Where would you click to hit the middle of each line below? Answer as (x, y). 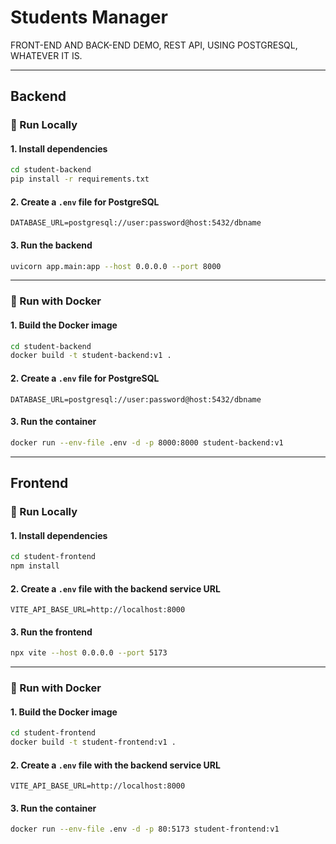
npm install (35, 566)
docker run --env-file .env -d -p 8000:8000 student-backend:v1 (147, 442)
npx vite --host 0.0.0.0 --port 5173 (89, 653)
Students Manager (89, 17)
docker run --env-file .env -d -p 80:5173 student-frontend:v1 (145, 829)
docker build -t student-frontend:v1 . (93, 742)
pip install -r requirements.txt (80, 179)
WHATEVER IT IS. (46, 55)
